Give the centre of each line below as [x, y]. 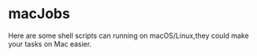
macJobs [39, 14]
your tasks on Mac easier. [50, 43]
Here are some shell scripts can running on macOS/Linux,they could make [129, 35]
